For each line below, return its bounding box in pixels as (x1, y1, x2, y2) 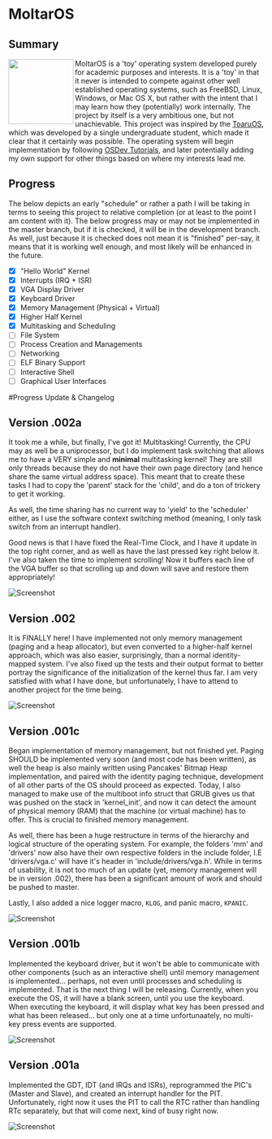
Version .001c (8, 724, 80, 738)
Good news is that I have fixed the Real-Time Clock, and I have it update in (8, 537, 257, 548)
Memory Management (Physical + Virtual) (19, 303, 161, 313)
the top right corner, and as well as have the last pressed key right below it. (8, 546, 260, 556)
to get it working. (8, 489, 66, 499)
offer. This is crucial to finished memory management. (8, 815, 189, 825)
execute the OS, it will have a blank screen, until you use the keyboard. (8, 993, 245, 1003)
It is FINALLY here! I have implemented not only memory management (8, 633, 243, 643)
